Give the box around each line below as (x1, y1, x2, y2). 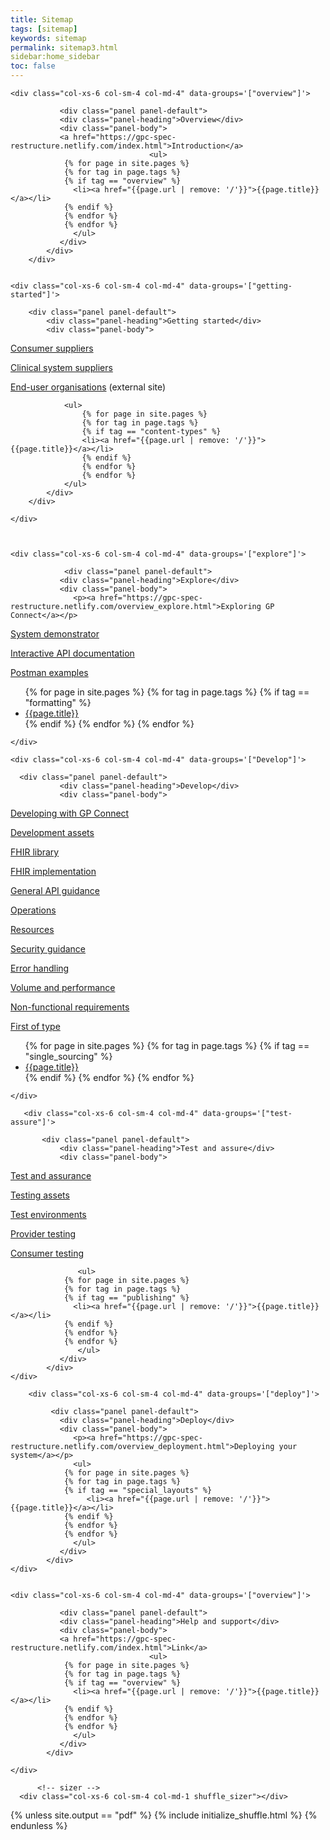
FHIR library (10, 846, 60, 858)
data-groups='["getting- (189, 281, 293, 291)
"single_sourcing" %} (24, 1051, 113, 1062)
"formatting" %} (24, 697, 92, 708)
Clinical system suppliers (10, 362, 113, 373)
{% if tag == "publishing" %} (63, 1293, 190, 1303)
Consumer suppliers (10, 342, 94, 354)
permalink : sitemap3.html (10, 42, 118, 53)
